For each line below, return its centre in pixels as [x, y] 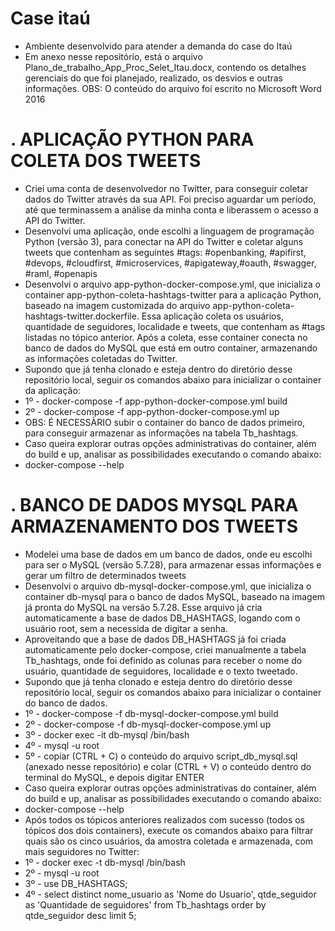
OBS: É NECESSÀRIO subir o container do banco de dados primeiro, [165, 422]
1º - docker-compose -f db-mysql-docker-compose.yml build [151, 713]
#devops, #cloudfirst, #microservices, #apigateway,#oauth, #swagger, [170, 263]
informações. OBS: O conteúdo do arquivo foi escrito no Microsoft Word [173, 88]
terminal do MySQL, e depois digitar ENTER [114, 777]
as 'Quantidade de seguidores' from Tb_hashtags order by [145, 904]
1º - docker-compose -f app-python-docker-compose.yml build [156, 401]
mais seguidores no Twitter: [82, 851]
